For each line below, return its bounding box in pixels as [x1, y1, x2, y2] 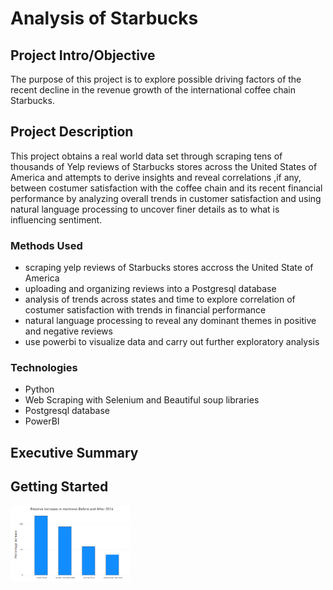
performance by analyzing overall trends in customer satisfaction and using [10, 192, 322, 204]
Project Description [10, 123, 134, 141]
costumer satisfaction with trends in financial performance [24, 304, 267, 316]
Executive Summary [10, 444, 139, 461]
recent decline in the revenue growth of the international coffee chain [10, 84, 296, 96]
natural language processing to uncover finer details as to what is [10, 203, 280, 215]
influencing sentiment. [10, 213, 103, 226]
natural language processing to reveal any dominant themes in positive [24, 315, 317, 327]
